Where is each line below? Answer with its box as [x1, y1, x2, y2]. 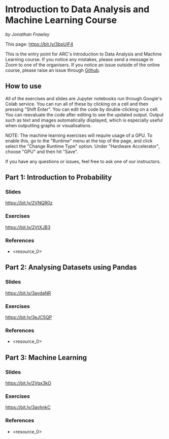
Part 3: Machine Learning [5, 353, 87, 362]
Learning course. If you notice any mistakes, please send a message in [5, 56, 154, 62]
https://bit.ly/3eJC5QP [5, 314, 52, 320]
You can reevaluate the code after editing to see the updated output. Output [5, 111, 164, 118]
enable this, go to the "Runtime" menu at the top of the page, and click [5, 137, 153, 143]
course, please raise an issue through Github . [5, 67, 100, 73]
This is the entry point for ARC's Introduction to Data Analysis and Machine [5, 51, 162, 57]
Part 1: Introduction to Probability [5, 173, 112, 182]
